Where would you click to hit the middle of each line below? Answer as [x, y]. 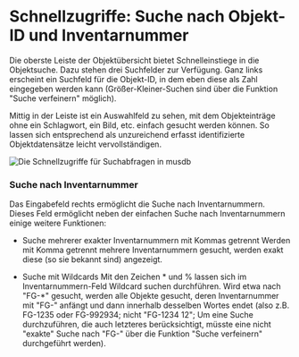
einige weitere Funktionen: [58, 223]
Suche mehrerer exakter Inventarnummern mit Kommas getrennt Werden [156, 241]
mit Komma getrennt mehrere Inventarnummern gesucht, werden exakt [153, 250]
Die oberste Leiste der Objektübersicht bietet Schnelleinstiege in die [134, 60]
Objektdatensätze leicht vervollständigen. [86, 144]
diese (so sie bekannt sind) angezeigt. [92, 259]
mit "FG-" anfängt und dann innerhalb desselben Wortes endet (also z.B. [156, 305]
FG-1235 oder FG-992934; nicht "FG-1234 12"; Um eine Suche [138, 315]
